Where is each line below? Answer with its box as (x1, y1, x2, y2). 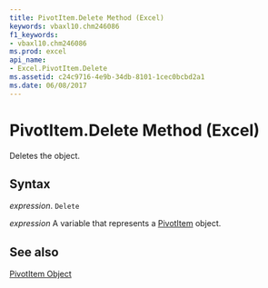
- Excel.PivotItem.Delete (9, 65, 107, 74)
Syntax (9, 176, 51, 192)
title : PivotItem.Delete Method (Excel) (9, 13, 165, 23)
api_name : (9, 55, 47, 65)
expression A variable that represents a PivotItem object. (9, 218, 222, 229)
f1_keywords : (9, 30, 59, 39)
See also (9, 244, 59, 260)
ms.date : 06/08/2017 (9, 81, 88, 90)
